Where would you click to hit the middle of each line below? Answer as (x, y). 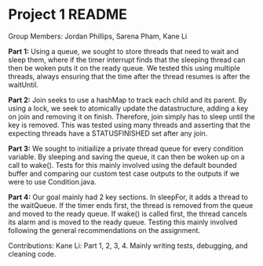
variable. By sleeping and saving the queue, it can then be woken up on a (126, 157)
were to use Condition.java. (52, 181)
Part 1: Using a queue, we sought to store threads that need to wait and (124, 51)
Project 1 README (68, 15)
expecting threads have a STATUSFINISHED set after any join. (108, 133)
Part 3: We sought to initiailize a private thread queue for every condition (126, 148)
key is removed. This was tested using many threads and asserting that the (130, 125)
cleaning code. (32, 253)
